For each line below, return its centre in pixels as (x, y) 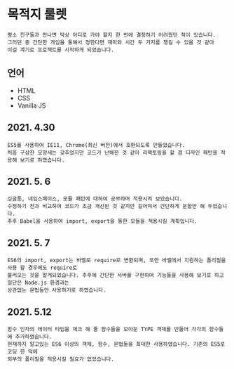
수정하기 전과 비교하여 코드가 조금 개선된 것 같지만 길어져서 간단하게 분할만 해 (106, 207)
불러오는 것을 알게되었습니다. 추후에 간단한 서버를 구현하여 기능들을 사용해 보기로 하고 (116, 276)
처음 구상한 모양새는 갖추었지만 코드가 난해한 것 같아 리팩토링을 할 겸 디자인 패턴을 (112, 153)
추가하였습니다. (34, 337)
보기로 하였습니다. (42, 160)
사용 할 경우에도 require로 (42, 268)
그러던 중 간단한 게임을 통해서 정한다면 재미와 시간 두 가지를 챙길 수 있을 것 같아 (111, 42)
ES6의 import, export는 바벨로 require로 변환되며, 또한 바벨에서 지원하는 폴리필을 (117, 261)
